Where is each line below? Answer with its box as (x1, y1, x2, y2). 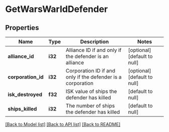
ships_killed (8, 105, 37, 112)
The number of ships (65, 102, 115, 109)
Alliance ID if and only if (65, 46, 122, 53)
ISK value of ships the (65, 88, 117, 94)
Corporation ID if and (65, 67, 116, 74)
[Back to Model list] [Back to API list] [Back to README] (5, 121, 121, 127)
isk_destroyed (8, 91, 43, 98)
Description (80, 38, 109, 45)
